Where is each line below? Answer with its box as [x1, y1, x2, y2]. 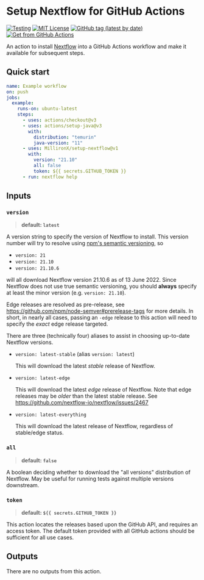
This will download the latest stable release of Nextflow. [15, 362, 155, 370]
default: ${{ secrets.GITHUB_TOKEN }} [21, 509, 117, 516]
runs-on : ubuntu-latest [17, 106, 78, 112]
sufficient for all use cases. [6, 534, 74, 541]
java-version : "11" [33, 140, 83, 146]
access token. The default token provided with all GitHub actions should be [6, 527, 195, 534]
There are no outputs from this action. [6, 567, 102, 575]
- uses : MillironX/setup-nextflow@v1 [22, 145, 119, 152]
